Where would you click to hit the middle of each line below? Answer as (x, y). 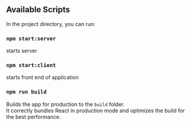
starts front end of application (42, 77)
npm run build (26, 92)
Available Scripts (38, 10)
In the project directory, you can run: (51, 24)
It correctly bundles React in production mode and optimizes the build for (95, 110)
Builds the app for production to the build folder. (66, 104)
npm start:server (31, 38)
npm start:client (31, 65)
